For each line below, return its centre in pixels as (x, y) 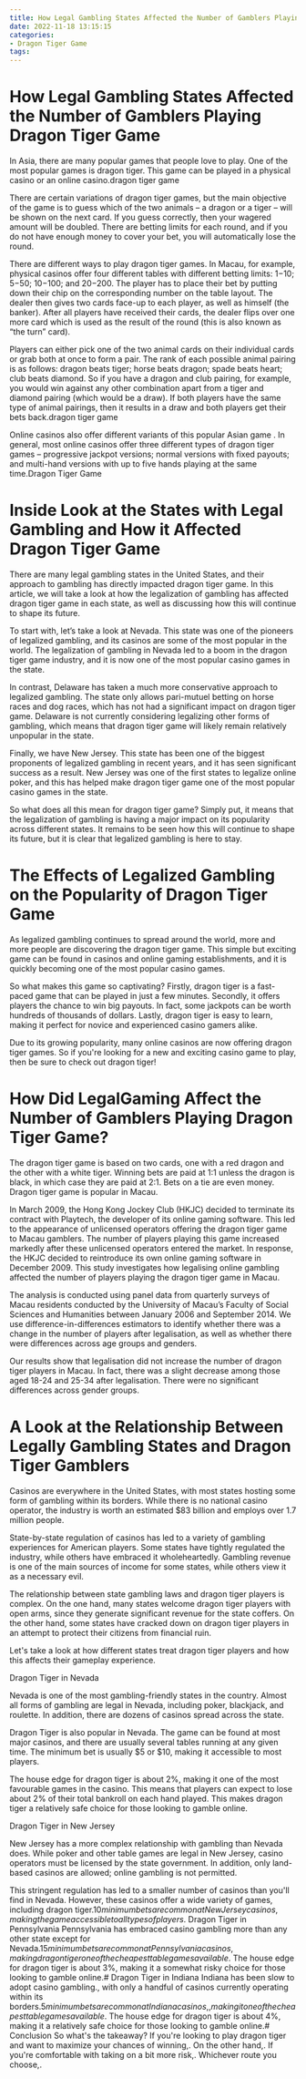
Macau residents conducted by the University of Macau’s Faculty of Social (149, 1304)
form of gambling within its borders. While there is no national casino (138, 1500)
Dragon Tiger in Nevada (54, 1677)
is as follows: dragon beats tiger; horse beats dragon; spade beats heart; (146, 369)
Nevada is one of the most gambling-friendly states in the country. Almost (148, 1695)
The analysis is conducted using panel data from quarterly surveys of (140, 1294)
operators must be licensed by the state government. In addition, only (140, 1863)
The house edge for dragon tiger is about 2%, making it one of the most (144, 1779)
